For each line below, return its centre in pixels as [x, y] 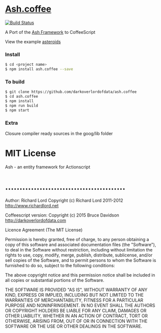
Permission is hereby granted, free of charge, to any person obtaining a [77, 239]
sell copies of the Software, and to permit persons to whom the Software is [81, 260]
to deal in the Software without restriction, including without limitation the [79, 250]
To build [15, 82]
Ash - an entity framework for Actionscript [48, 167]
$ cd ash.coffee [22, 97]
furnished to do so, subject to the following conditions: [60, 265]
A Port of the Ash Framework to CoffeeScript [50, 32]
